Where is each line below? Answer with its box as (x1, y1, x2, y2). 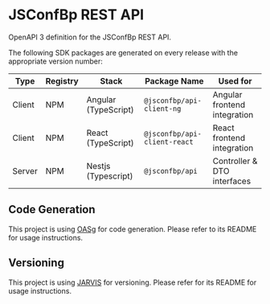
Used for (218, 75, 252, 86)
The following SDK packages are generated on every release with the (8, 47, 239, 57)
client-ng (143, 104, 182, 113)
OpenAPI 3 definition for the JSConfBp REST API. (8, 32, 171, 42)
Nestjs (86, 160, 111, 171)
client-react (143, 137, 194, 146)
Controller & (212, 155, 258, 166)
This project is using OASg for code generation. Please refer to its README (8, 224, 257, 234)
